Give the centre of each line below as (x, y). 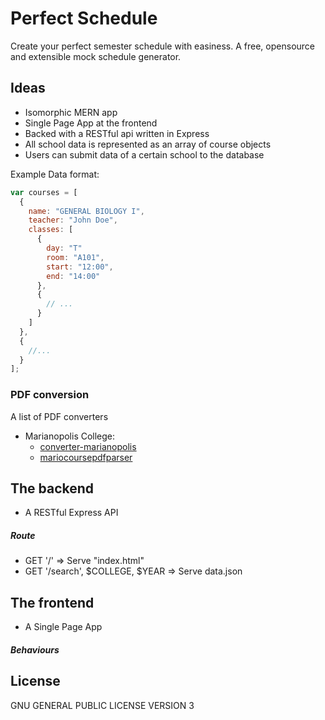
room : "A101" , (75, 257)
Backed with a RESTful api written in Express (117, 133)
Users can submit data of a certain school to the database (144, 154)
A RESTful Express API (71, 513)
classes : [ (51, 230)
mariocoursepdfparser (86, 457)
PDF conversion (50, 395)
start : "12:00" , (80, 267)
